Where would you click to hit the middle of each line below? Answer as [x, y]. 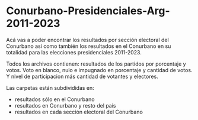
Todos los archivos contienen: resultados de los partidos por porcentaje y [96, 64]
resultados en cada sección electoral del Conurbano [79, 112]
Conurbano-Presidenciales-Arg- [88, 11]
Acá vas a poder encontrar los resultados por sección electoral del [87, 40]
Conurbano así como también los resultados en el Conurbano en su [89, 46]
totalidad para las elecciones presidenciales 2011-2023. [74, 52]
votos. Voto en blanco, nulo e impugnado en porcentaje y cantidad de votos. [99, 70]
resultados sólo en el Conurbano [55, 99]
